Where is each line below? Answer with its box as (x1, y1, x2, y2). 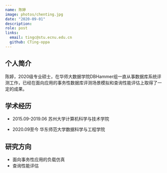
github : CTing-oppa (9, 40, 50, 45)
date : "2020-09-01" (5, 16, 46, 21)
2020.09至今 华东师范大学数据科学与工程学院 (12, 126, 105, 132)
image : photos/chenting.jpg (5, 12, 64, 17)
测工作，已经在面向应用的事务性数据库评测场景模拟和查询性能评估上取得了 (5, 80, 158, 86)
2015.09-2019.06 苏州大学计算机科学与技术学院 (12, 116, 109, 122)
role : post (5, 26, 28, 31)
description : (5, 21, 32, 26)
